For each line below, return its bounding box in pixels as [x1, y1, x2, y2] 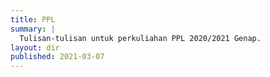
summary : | [10, 24, 56, 34]
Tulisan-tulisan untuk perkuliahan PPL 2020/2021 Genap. [19, 33, 262, 43]
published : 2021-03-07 [10, 52, 105, 62]
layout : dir [10, 42, 60, 53]
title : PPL [10, 14, 56, 25]
